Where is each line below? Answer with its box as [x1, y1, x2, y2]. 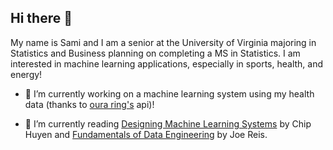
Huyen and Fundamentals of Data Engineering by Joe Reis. [24, 128, 268, 140]
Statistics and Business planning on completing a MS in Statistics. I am [10, 47, 301, 59]
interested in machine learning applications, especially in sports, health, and [10, 57, 324, 70]
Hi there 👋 [10, 10, 73, 27]
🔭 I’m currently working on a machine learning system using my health [24, 87, 315, 100]
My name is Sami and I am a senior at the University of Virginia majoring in [10, 36, 317, 48]
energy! [10, 68, 43, 80]
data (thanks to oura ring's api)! [24, 98, 155, 110]
